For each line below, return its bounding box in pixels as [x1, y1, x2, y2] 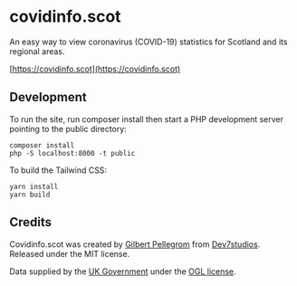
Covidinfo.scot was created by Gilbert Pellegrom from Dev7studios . [9, 238, 261, 250]
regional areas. [9, 45, 65, 56]
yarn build [9, 190, 51, 199]
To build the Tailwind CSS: [9, 165, 107, 176]
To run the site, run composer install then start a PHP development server [9, 113, 283, 124]
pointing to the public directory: [9, 123, 127, 134]
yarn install [9, 182, 59, 191]
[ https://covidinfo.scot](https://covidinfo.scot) [9, 63, 181, 74]
